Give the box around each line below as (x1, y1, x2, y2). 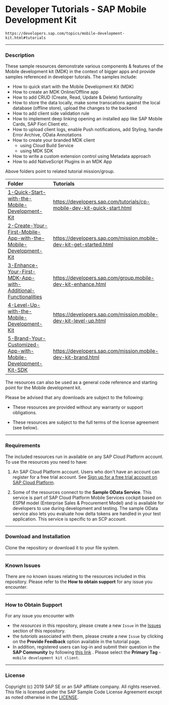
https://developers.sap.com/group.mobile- (52, 275, 154, 282)
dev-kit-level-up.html (52, 317, 106, 325)
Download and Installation (5, 533, 70, 540)
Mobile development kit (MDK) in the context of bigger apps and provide (5, 69, 155, 75)
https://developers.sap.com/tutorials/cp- (52, 198, 150, 205)
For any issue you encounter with (5, 613, 74, 619)
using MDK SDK (20, 148, 54, 154)
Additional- (8, 287, 35, 294)
